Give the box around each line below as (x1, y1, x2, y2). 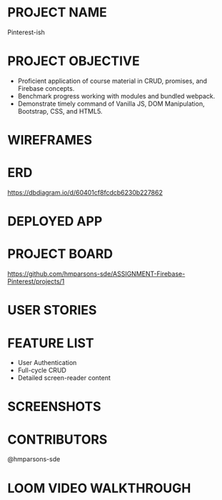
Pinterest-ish (7, 28, 45, 36)
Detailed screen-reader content (17, 374, 111, 382)
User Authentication (17, 359, 77, 367)
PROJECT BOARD (7, 246, 113, 262)
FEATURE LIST (7, 335, 94, 351)
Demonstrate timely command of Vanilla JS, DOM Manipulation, (17, 99, 205, 108)
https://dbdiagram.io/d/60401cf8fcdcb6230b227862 (7, 189, 163, 196)
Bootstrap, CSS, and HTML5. (17, 106, 103, 115)
